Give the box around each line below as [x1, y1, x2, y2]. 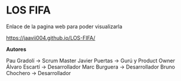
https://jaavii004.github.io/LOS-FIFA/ [6, 34, 96, 41]
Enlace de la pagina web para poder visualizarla [6, 23, 123, 30]
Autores [6, 45, 27, 53]
